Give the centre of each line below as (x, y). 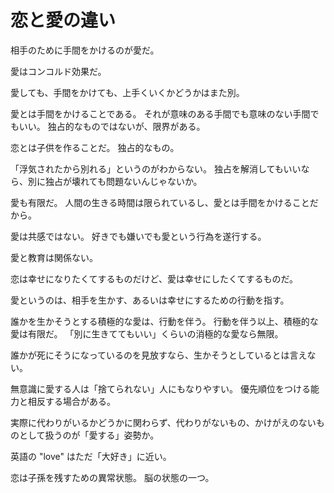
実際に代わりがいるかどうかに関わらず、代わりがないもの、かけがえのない (163, 422)
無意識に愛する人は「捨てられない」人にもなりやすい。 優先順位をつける (160, 388)
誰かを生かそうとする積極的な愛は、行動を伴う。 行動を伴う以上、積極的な (164, 321)
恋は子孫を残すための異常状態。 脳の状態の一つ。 (112, 477)
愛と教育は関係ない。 (54, 257)
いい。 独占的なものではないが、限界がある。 (112, 126)
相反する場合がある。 (71, 401)
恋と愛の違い (63, 20)
